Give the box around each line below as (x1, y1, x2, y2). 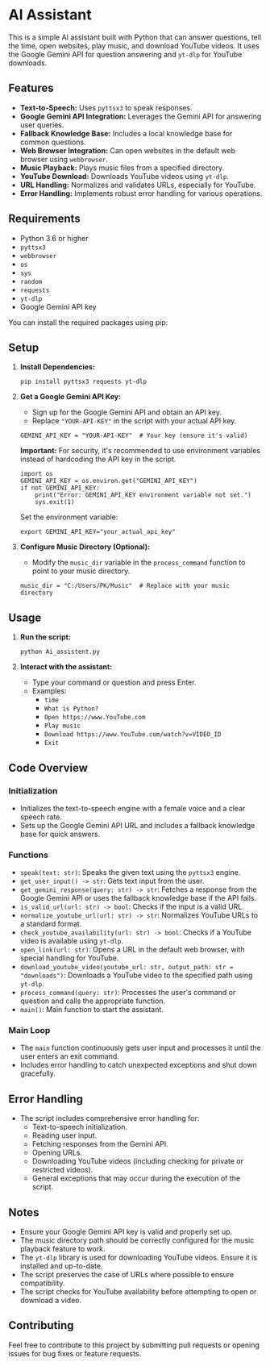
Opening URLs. (31, 1147, 83, 1158)
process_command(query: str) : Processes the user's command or (19, 988, 236, 997)
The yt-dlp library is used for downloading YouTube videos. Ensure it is (19, 1252, 258, 1263)
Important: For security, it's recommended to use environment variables (19, 446, 260, 456)
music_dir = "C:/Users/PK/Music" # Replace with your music (19, 582, 231, 590)
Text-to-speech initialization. (31, 1122, 127, 1132)
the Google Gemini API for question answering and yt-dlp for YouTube (8, 49, 243, 59)
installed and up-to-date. (19, 1261, 103, 1271)
